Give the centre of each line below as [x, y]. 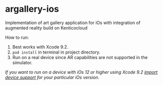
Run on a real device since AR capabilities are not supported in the [80, 57]
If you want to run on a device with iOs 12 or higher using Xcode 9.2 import [81, 72]
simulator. [22, 62]
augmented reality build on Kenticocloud [46, 28]
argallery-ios [32, 9]
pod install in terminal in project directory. [56, 52]
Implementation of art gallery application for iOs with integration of [73, 23]
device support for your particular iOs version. [52, 77]
